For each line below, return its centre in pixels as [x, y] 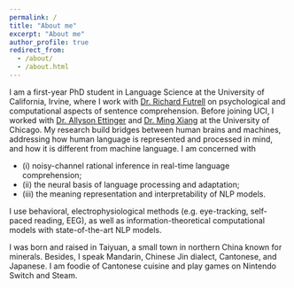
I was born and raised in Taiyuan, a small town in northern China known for [146, 247]
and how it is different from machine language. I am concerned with [133, 148]
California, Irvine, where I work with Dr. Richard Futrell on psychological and [147, 101]
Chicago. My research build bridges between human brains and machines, [145, 129]
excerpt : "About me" [47, 34]
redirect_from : [37, 51]
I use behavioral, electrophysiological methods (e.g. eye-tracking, [129, 211]
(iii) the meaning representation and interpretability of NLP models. [143, 194]
